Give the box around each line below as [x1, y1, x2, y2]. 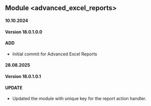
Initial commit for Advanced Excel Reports [12, 51, 97, 57]
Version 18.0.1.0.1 [5, 73, 41, 79]
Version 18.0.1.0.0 [5, 29, 43, 35]
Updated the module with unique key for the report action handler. [12, 96, 147, 102]
